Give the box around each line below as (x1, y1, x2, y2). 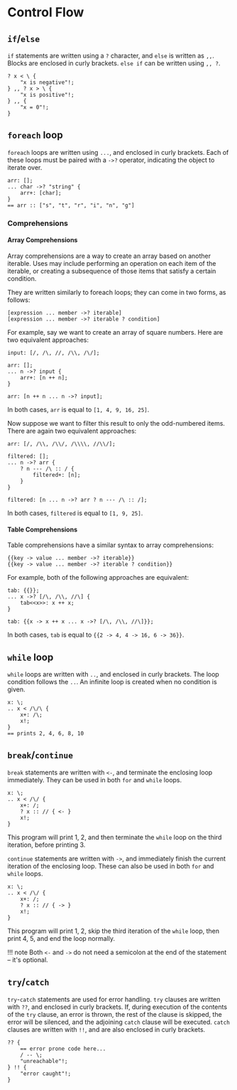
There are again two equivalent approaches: (7, 426, 137, 435)
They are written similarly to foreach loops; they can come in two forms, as (7, 288, 226, 296)
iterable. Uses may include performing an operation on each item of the (7, 259, 216, 267)
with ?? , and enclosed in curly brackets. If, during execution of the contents (7, 1003, 228, 1011)
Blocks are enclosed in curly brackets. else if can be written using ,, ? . (7, 59, 221, 68)
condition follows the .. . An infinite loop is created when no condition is (7, 677, 218, 686)
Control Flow (7, 4, 84, 21)
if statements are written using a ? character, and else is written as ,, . (7, 51, 215, 60)
